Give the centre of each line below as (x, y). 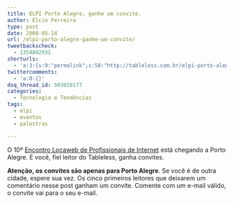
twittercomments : (32, 72)
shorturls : (23, 59)
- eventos (28, 117)
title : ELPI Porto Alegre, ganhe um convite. (74, 14)
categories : (24, 91)
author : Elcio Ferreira (42, 20)
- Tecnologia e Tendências (53, 98)
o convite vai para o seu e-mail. (52, 193)
